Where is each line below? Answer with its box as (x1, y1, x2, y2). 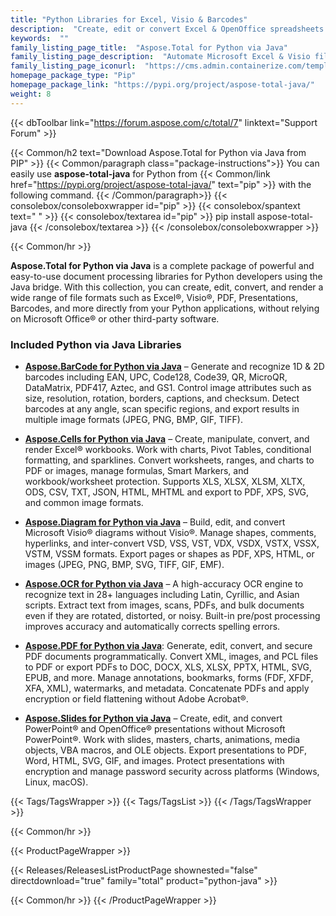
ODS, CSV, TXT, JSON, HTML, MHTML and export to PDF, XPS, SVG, (24, 486, 310, 498)
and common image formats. (24, 496, 144, 508)
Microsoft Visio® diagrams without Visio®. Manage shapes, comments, (24, 526, 317, 538)
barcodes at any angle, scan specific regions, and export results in (24, 402, 300, 415)
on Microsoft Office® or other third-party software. (10, 312, 220, 325)
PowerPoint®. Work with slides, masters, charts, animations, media (24, 733, 301, 745)
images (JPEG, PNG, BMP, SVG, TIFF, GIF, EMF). (24, 558, 225, 570)
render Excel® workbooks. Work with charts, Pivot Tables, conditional (24, 443, 312, 455)
